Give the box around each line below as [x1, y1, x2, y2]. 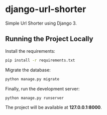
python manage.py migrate [5, 76, 59, 81]
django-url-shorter [5, 4, 86, 15]
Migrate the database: [5, 67, 51, 73]
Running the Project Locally [5, 35, 93, 43]
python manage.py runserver [5, 95, 64, 100]
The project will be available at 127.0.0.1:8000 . [5, 104, 102, 110]
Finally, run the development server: [5, 85, 80, 91]
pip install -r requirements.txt [5, 58, 75, 63]
